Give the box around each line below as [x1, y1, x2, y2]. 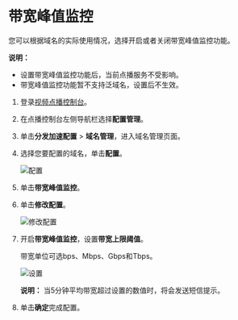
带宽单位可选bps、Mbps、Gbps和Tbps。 [19, 251, 157, 260]
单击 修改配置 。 [19, 199, 70, 210]
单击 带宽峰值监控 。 [19, 182, 85, 192]
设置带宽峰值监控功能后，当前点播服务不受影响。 [19, 69, 183, 79]
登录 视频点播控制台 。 [19, 97, 91, 106]
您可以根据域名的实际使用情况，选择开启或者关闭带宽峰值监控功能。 [8, 35, 235, 45]
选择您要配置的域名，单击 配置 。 [19, 148, 127, 158]
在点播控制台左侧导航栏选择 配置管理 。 [19, 114, 148, 123]
